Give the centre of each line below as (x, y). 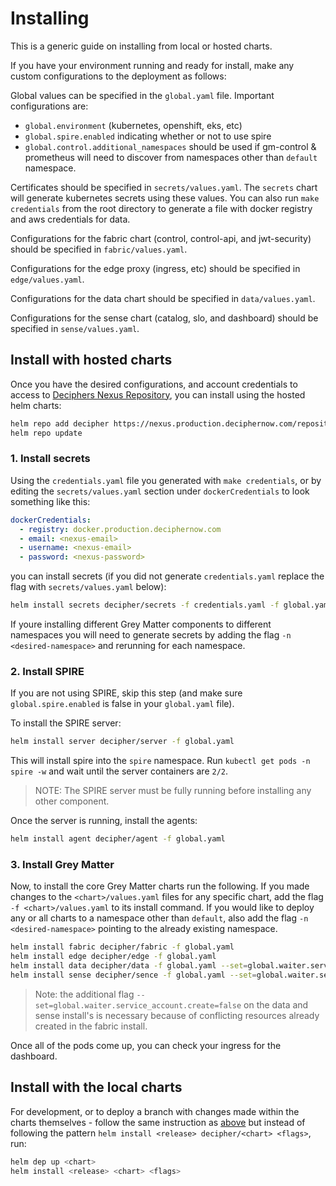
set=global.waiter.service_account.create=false (138, 1005)
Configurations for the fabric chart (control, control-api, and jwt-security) (161, 238)
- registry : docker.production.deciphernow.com (120, 529)
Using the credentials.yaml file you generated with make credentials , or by (166, 480)
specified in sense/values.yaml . (75, 328)
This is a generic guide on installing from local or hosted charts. (141, 46)
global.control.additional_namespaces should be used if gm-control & (170, 146)
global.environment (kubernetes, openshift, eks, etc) (133, 125)
